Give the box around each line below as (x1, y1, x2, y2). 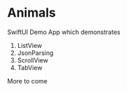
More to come (7, 76, 47, 85)
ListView (17, 41, 43, 49)
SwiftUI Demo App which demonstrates (7, 28, 121, 36)
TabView (17, 63, 43, 72)
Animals (7, 5, 57, 21)
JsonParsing (17, 49, 54, 57)
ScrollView (17, 56, 49, 64)
